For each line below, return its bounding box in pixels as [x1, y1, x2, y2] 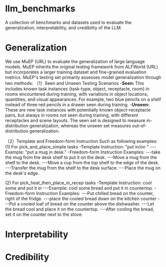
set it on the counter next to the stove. [5, 211, 83, 217]
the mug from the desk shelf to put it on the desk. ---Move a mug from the [5, 154, 157, 160]
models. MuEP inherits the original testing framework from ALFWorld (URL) [5, 64, 159, 69]
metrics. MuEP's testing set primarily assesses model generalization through [5, 74, 162, 80]
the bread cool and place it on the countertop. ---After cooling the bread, [5, 206, 155, 212]
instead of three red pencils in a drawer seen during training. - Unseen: [5, 101, 150, 107]
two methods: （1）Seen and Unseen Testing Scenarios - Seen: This [5, 80, 145, 86]
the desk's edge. [5, 170, 40, 176]
